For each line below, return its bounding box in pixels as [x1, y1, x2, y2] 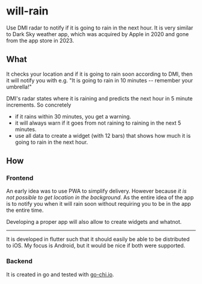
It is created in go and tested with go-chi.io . [6, 271, 114, 278]
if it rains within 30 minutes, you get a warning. [14, 113, 131, 120]
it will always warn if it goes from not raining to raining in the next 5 [14, 119, 182, 126]
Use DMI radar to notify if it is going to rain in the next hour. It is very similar [6, 24, 194, 31]
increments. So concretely [6, 101, 72, 108]
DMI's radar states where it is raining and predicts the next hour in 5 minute [6, 94, 193, 102]
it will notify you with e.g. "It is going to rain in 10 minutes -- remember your [6, 76, 194, 84]
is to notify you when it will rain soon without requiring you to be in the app [6, 200, 191, 208]
